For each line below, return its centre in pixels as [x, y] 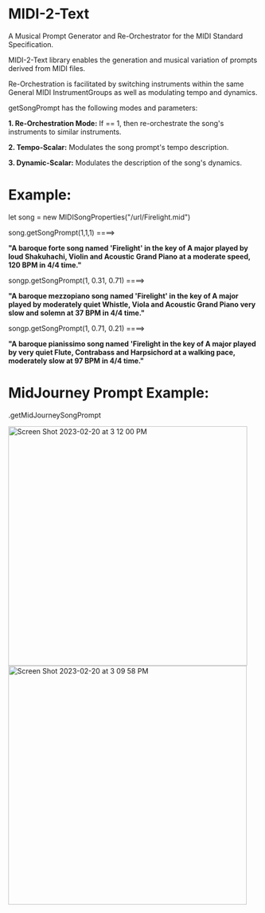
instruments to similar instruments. [65, 132]
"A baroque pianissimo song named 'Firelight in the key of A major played [132, 343]
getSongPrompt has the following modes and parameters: [103, 108]
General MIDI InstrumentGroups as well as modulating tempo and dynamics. [133, 92]
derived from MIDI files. [47, 68]
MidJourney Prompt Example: [109, 393]
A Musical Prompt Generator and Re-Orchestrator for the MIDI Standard [126, 36]
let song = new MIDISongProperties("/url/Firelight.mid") [99, 217]
